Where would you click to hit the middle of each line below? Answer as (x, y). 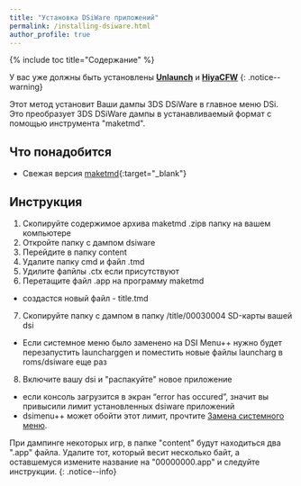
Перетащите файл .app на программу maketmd (113, 281)
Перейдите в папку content (75, 252)
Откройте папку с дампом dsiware (89, 243)
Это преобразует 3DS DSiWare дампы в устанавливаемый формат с (141, 114)
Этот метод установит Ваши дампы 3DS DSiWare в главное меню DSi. (144, 104)
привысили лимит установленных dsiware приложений (128, 406)
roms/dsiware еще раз (64, 362)
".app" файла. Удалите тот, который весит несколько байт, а (125, 452)
